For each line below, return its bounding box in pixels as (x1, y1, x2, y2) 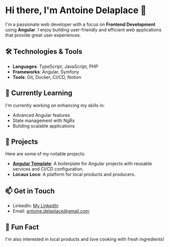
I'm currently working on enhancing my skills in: (5, 102, 105, 108)
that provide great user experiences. (5, 32, 81, 38)
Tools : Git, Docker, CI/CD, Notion (12, 74, 81, 80)
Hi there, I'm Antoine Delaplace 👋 (5, 5, 147, 16)
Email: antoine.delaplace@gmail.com (12, 208, 90, 214)
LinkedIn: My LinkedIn (12, 202, 59, 209)
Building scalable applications (12, 122, 75, 129)
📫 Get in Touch (5, 187, 55, 195)
